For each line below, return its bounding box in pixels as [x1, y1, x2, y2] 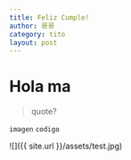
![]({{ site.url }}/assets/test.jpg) [9, 140, 123, 152]
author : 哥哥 [9, 21, 55, 30]
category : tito [9, 29, 66, 38]
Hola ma [9, 77, 71, 97]
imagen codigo [9, 125, 60, 134]
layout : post [9, 38, 58, 47]
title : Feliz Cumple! [9, 13, 90, 22]
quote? [30, 106, 57, 117]
